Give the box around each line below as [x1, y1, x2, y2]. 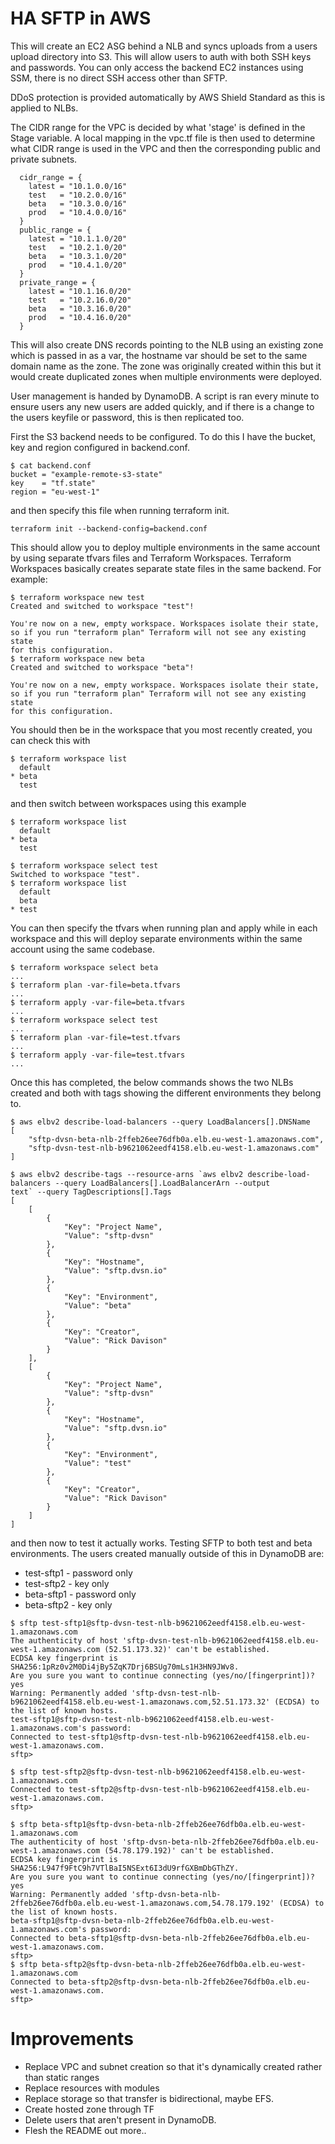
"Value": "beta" [63, 1300, 132, 1311]
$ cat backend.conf [10, 460, 92, 471]
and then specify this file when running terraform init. [10, 504, 230, 516]
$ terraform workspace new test [10, 592, 145, 602]
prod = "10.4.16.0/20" [28, 312, 132, 322]
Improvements [10, 2028, 134, 2051]
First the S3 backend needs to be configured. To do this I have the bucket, [10, 430, 317, 442]
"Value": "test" [63, 1458, 132, 1468]
